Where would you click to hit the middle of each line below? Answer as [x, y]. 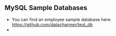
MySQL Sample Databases [46, 8]
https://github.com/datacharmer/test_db [52, 24]
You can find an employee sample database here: [62, 19]
